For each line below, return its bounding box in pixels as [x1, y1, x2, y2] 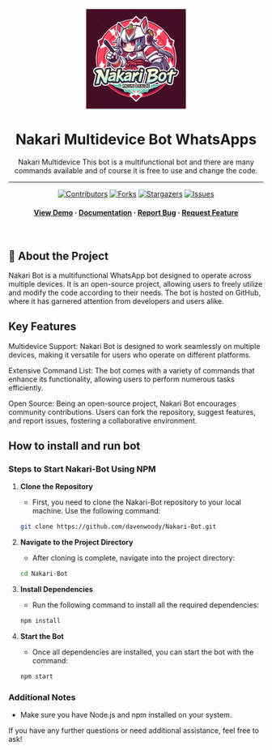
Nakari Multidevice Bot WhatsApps [15, 130, 257, 149]
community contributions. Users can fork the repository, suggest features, [8, 407, 257, 416]
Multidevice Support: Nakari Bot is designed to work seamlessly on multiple [8, 341, 261, 351]
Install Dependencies [19, 585, 93, 594]
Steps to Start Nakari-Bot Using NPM [8, 463, 156, 475]
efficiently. [8, 382, 44, 392]
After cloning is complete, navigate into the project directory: [32, 553, 236, 563]
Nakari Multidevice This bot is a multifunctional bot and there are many [17, 157, 255, 167]
